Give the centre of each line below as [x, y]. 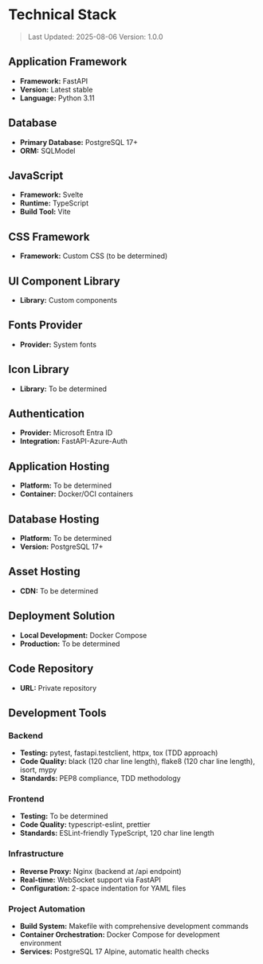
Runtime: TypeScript [54, 203]
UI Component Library [65, 281]
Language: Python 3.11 [57, 98]
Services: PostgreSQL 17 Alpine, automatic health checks [114, 952]
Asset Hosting [45, 572]
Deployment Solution [62, 616]
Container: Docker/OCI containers [77, 494]
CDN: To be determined [59, 590]
